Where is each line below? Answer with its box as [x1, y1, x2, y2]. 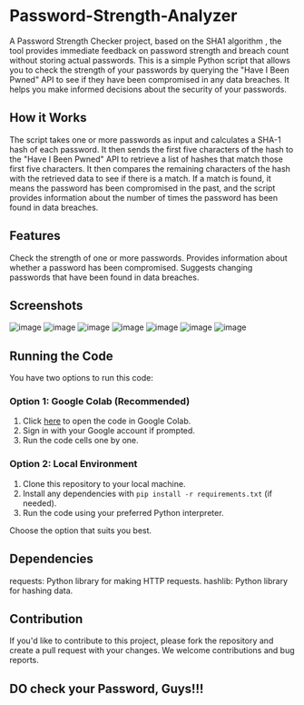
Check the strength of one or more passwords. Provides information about [9, 252, 288, 263]
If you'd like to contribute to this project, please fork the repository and [9, 635, 274, 646]
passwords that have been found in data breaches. [9, 272, 200, 283]
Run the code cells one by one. [22, 435, 139, 446]
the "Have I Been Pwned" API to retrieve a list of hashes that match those [9, 154, 283, 164]
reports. [9, 655, 39, 666]
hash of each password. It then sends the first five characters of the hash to [9, 144, 294, 154]
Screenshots [9, 297, 83, 313]
